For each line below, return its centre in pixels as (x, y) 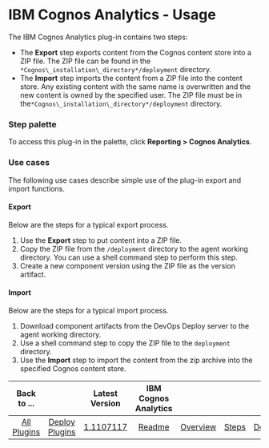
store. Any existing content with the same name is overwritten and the (135, 87)
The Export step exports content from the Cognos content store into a (136, 52)
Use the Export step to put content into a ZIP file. (101, 240)
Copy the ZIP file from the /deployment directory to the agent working (134, 248)
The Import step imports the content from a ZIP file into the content (131, 78)
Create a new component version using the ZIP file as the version (128, 265)
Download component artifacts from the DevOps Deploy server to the (134, 325)
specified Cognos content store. (73, 368)
